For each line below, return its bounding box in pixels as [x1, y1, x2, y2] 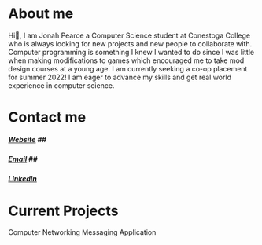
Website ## [8, 134, 47, 144]
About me [8, 5, 74, 23]
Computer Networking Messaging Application [8, 228, 157, 237]
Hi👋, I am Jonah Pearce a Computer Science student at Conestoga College [8, 31, 250, 40]
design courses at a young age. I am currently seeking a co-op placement [8, 64, 248, 73]
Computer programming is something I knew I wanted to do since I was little [8, 47, 254, 57]
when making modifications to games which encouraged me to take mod [8, 56, 245, 65]
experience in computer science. [8, 80, 115, 90]
